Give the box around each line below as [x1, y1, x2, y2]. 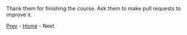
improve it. [6, 11, 33, 18]
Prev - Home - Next [6, 23, 55, 29]
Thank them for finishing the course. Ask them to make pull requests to [6, 5, 181, 12]
